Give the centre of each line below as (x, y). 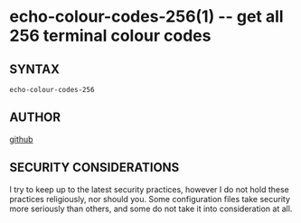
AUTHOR (35, 118)
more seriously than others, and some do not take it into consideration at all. (151, 209)
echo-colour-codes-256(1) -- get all (146, 17)
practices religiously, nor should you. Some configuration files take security (150, 199)
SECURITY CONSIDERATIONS (94, 167)
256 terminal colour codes (110, 36)
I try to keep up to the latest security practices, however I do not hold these (149, 189)
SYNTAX (35, 69)
